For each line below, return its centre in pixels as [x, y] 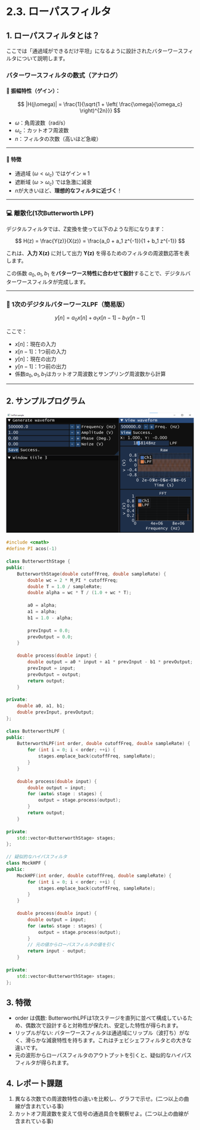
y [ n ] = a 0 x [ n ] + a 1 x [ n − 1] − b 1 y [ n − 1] [100, 318]
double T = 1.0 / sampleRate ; [65, 586]
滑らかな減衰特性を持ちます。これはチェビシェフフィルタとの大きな [108, 1041]
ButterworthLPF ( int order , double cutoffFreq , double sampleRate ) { [104, 744]
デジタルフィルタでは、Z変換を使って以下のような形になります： [86, 229]
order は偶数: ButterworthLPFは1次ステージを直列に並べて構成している [101, 1018]
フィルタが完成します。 [60, 282]
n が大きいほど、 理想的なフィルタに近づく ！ [68, 190]
